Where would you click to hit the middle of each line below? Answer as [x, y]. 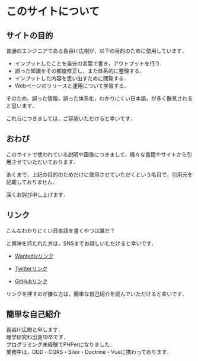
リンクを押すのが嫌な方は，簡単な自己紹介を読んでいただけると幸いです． [97, 294]
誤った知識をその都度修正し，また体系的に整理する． [80, 71]
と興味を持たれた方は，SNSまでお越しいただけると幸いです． [82, 243]
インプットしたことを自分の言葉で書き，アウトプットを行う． [90, 63]
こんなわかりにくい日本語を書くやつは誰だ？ [61, 230]
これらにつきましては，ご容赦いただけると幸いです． [71, 118]
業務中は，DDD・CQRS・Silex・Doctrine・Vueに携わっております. [87, 352]
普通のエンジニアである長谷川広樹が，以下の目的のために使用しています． [97, 51]
